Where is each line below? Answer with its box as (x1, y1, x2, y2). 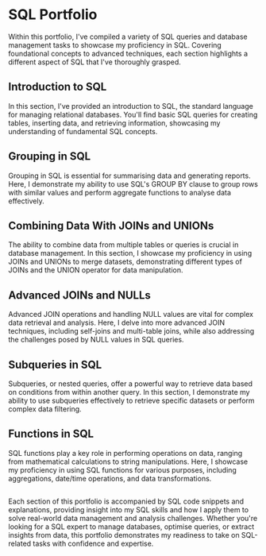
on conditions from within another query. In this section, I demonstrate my (8, 388, 250, 396)
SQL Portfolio (8, 6, 98, 24)
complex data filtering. (8, 404, 82, 414)
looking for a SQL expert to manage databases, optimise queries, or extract (8, 522, 255, 531)
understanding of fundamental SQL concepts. (8, 126, 158, 136)
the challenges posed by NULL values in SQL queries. (8, 335, 184, 345)
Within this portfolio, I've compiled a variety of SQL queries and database (8, 32, 248, 41)
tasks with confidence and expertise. (33, 539, 154, 549)
